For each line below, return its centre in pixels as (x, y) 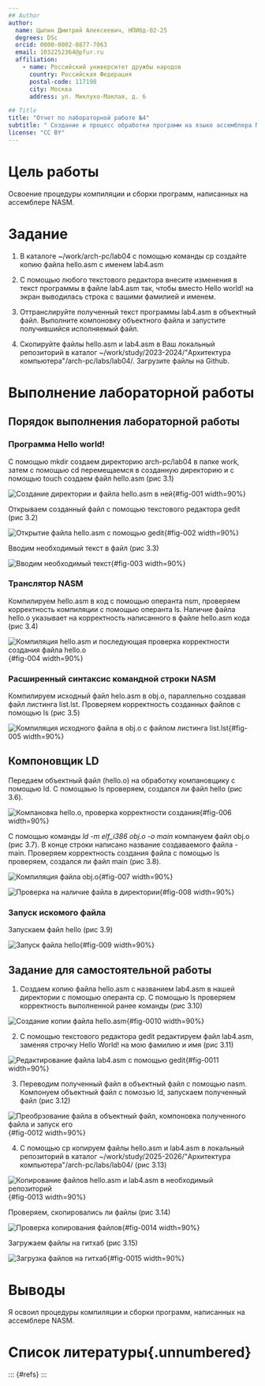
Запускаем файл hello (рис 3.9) (60, 930)
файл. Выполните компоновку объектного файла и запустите (123, 320)
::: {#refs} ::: (28, 1374)
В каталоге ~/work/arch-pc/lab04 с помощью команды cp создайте (133, 256)
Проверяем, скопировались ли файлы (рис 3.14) (90, 1212)
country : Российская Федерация (80, 74)
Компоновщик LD (54, 761)
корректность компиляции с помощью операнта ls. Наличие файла (122, 609)
